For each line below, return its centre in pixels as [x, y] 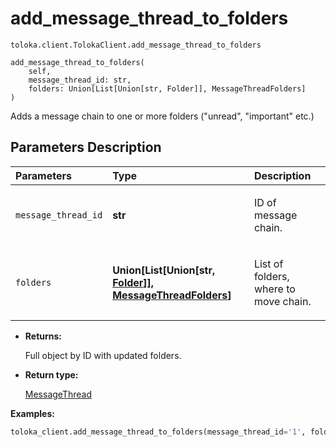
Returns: [43, 336]
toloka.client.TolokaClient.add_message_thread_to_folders [136, 45]
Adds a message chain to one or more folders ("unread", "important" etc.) [162, 116]
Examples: [32, 413]
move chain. [282, 301]
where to [274, 289]
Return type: [51, 374]
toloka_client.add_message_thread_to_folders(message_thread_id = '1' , [158, 432]
